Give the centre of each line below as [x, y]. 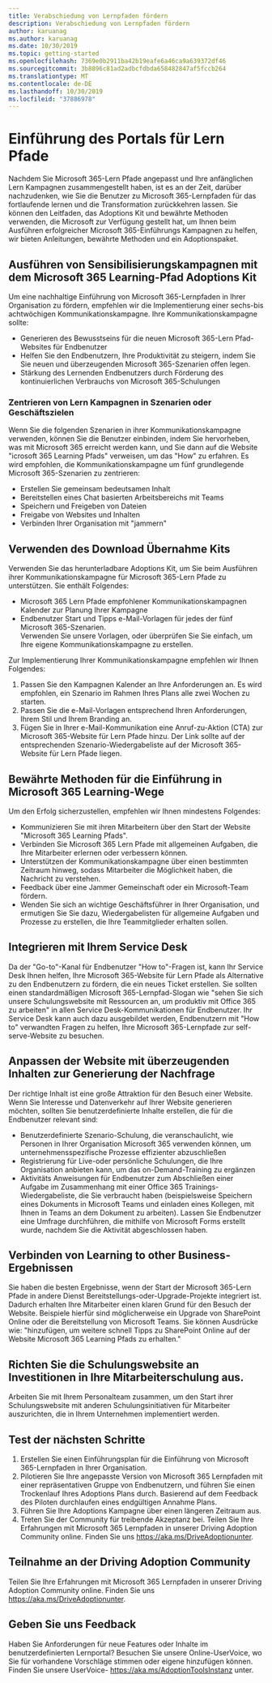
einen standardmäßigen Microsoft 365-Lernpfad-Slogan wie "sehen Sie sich [136, 992]
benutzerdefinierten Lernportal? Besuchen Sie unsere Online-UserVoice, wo [135, 1652]
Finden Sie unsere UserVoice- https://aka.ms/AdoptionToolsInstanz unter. [131, 1670]
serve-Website [33, 1036]
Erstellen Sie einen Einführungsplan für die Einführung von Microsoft [134, 1459]
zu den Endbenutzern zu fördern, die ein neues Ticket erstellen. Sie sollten [133, 984]
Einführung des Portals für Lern [117, 139]
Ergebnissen [41, 1267]
